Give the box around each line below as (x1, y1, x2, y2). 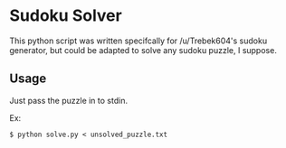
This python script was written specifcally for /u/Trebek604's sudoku (9, 35, 268, 46)
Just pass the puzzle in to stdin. (9, 95, 129, 106)
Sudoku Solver (9, 5, 122, 26)
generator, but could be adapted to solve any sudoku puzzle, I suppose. (9, 44, 278, 55)
